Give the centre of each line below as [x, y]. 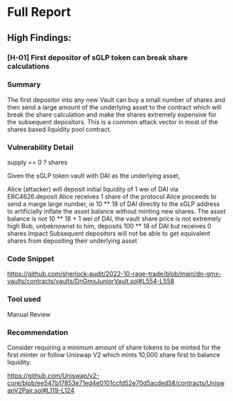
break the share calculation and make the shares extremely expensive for [112, 114]
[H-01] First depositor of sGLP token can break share [98, 58]
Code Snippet [31, 259]
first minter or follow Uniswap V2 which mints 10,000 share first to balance [114, 355]
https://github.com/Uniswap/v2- [53, 375]
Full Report [39, 12]
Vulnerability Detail [41, 147]
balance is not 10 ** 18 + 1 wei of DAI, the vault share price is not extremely [114, 219]
